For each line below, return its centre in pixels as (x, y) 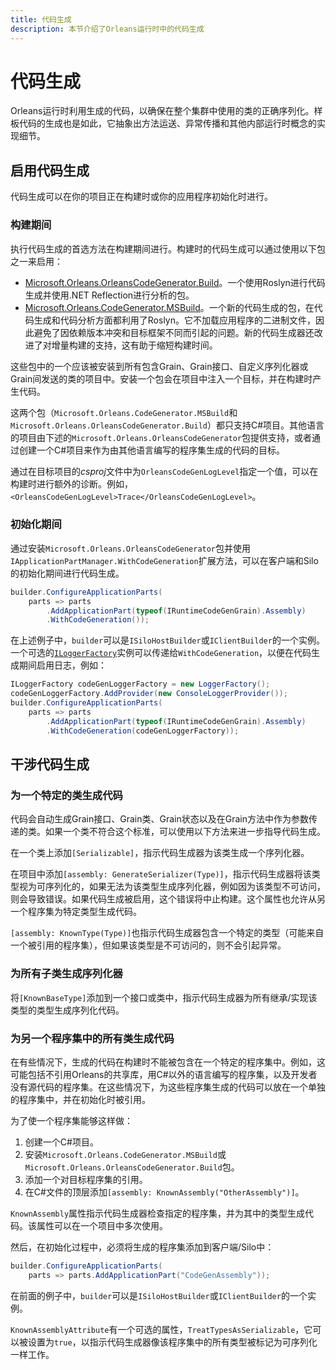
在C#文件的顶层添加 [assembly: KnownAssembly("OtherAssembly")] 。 (164, 1192)
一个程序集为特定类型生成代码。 (76, 912)
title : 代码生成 (41, 19)
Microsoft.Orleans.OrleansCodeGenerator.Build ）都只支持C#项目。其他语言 (167, 425)
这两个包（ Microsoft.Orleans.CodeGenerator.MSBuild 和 (124, 412)
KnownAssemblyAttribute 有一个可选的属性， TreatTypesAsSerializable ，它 (161, 1329)
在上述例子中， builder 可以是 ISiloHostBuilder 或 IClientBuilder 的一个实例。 (167, 640)
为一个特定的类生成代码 (66, 795)
